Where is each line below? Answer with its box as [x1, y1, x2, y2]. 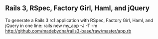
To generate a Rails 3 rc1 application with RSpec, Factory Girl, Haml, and [5, 17, 154, 23]
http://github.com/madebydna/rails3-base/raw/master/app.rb [5, 27, 132, 34]
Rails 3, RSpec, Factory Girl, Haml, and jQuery [5, 4, 150, 12]
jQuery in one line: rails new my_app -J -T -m [5, 22, 98, 28]
